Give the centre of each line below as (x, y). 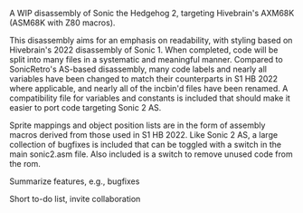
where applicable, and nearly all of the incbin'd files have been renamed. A (149, 88)
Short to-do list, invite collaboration (75, 199)
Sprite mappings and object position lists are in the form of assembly (137, 125)
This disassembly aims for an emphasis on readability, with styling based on (151, 40)
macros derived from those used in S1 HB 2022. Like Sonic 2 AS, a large (144, 135)
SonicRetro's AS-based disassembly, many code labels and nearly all (138, 69)
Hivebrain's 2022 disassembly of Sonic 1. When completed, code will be (144, 50)
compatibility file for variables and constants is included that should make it (150, 98)
